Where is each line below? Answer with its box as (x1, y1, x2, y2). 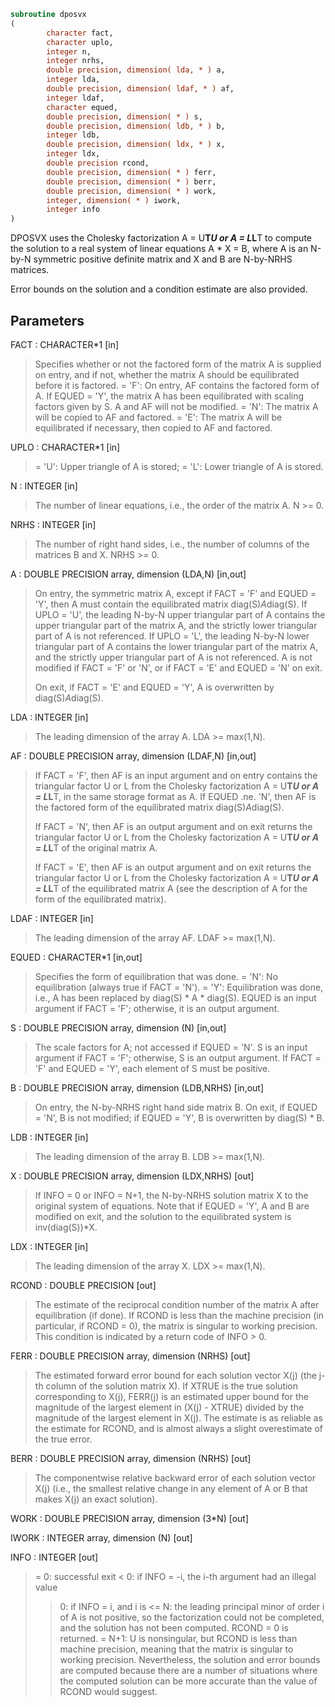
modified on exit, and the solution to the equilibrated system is (34, 1210, 292, 1222)
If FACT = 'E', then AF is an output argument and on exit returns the (34, 861, 312, 873)
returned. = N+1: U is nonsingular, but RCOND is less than (59, 1632, 298, 1644)
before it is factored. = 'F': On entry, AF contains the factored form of (34, 379, 320, 391)
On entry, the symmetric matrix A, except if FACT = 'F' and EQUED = (34, 587, 317, 599)
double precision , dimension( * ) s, (46, 111, 203, 122)
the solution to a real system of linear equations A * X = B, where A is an (10, 243, 309, 255)
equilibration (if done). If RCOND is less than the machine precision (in (34, 1309, 324, 1321)
